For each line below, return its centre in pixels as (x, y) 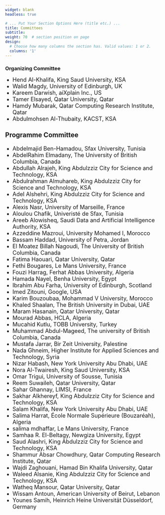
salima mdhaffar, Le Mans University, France (70, 429)
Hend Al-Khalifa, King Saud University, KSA (69, 80)
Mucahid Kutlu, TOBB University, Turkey (64, 324)
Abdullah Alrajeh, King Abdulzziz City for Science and (82, 168)
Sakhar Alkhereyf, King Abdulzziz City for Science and (83, 396)
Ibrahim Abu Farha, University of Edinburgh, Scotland (82, 286)
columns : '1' (23, 51)
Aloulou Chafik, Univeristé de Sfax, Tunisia (68, 214)
